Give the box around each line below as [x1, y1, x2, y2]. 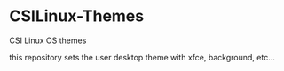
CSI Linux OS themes [9, 35, 87, 46]
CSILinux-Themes [9, 6, 145, 26]
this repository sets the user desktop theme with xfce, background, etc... [9, 52, 275, 62]
